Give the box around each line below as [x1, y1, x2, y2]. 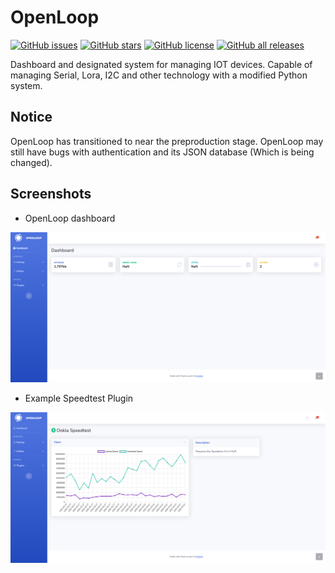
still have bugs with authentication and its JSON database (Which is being [10, 146, 315, 158]
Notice [10, 109, 53, 126]
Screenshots [10, 186, 92, 203]
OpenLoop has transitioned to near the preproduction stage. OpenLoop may [10, 135, 324, 147]
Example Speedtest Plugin [24, 392, 134, 405]
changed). [10, 156, 53, 168]
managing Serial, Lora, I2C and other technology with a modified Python [10, 69, 308, 81]
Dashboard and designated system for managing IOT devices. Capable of [10, 58, 313, 70]
